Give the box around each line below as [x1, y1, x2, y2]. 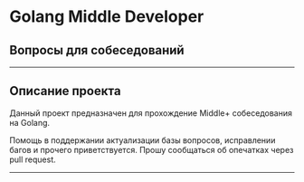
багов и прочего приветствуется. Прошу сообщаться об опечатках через [9, 144, 294, 155]
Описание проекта [9, 83, 121, 99]
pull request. [9, 154, 56, 165]
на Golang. [9, 117, 51, 128]
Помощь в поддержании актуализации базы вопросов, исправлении [9, 134, 276, 146]
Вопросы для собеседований [9, 43, 185, 58]
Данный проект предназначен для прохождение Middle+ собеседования [9, 107, 292, 119]
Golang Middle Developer [9, 6, 204, 27]
